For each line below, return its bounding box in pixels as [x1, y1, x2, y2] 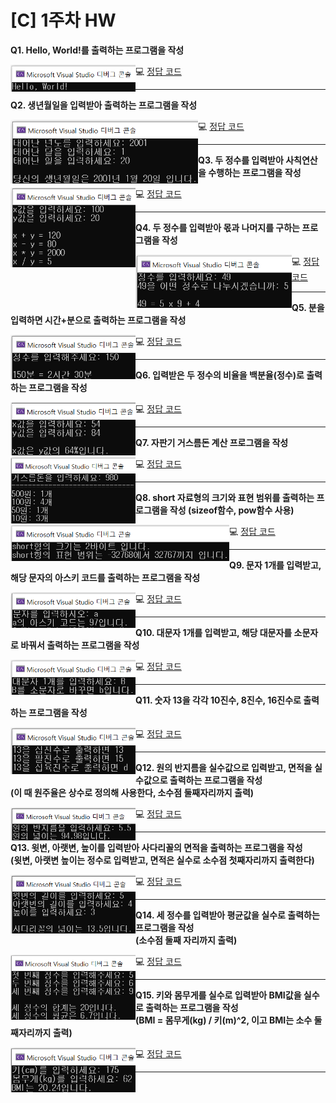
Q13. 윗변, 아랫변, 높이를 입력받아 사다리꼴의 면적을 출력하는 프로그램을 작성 [10, 841, 303, 853]
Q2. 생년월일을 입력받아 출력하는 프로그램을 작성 [10, 99, 198, 111]
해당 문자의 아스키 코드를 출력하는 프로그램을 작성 [10, 571, 201, 583]
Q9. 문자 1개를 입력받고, [229, 559, 322, 571]
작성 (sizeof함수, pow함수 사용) [169, 504, 295, 516]
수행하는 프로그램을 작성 [208, 166, 302, 178]
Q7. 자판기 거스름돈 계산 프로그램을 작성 [135, 436, 289, 448]
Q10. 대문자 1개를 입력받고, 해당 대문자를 [135, 626, 293, 638]
